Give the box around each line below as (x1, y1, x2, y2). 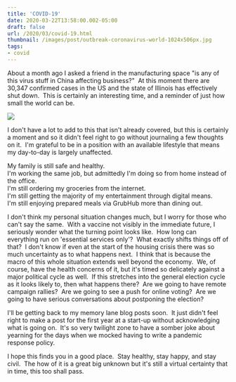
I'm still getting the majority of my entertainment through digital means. (7, 191, 213, 200)
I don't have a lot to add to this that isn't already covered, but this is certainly (7, 125, 229, 134)
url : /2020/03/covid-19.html (7, 30, 93, 37)
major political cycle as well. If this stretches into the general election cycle (7, 272, 226, 281)
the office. (7, 177, 37, 185)
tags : (7, 43, 23, 50)
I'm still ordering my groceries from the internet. (7, 184, 146, 192)
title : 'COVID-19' (7, 10, 61, 18)
